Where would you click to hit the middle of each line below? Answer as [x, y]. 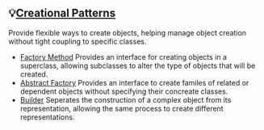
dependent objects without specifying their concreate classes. [124, 91]
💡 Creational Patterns [62, 13]
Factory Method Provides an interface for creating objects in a [124, 57]
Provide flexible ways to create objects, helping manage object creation [128, 32]
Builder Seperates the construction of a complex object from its [126, 99]
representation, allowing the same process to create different [122, 108]
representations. [47, 117]
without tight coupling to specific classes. [78, 41]
